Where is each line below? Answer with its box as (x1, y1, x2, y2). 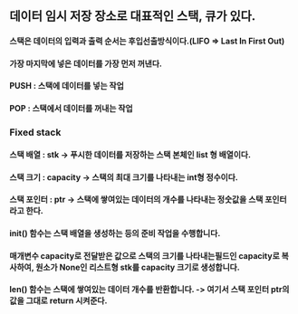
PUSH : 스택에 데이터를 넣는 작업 (9, 81, 124, 91)
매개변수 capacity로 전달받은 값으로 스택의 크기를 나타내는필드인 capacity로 (9, 250, 281, 261)
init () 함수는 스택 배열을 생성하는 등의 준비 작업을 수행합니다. (9, 228, 221, 239)
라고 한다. (9, 205, 43, 216)
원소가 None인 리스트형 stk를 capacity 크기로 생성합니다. (35, 262, 240, 272)
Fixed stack (9, 126, 62, 138)
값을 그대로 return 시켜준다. (9, 295, 108, 306)
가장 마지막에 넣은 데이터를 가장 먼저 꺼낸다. (9, 58, 163, 69)
